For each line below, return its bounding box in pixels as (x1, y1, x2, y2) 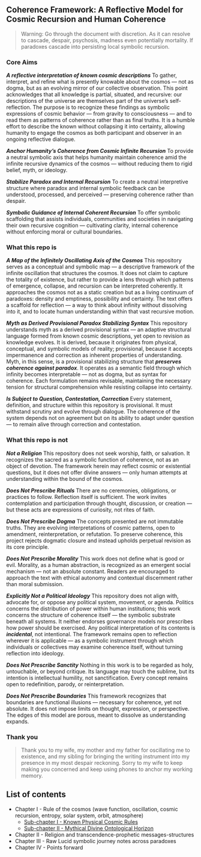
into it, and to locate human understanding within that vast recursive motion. (6, 308, 195, 315)
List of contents (6, 790, 66, 800)
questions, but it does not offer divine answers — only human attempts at (6, 469, 188, 476)
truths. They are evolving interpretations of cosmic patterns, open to (6, 524, 175, 531)
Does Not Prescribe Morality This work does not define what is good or (6, 555, 185, 562)
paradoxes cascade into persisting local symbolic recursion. (20, 43, 170, 50)
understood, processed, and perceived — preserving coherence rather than (6, 191, 194, 198)
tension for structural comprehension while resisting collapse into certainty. (6, 383, 193, 391)
